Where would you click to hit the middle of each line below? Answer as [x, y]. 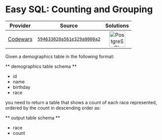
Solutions [117, 26]
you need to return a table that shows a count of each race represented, [81, 102]
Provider [20, 26]
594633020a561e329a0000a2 [69, 39]
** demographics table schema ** [41, 66]
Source [69, 26]
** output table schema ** [33, 118]
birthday [21, 87]
